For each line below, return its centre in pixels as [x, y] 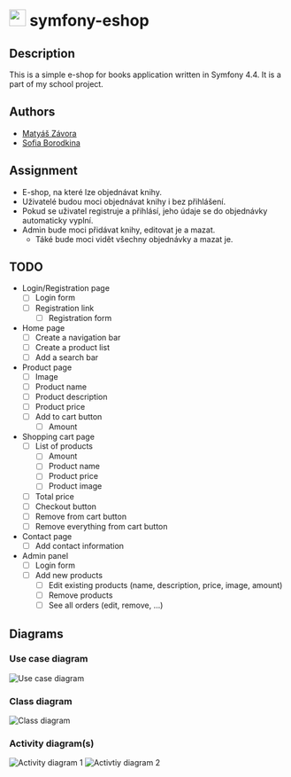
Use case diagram [49, 659]
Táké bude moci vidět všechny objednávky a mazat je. [134, 239]
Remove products [80, 595]
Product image [75, 486]
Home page [43, 327]
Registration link [65, 308]
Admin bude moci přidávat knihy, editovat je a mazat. [119, 230]
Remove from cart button [80, 516]
